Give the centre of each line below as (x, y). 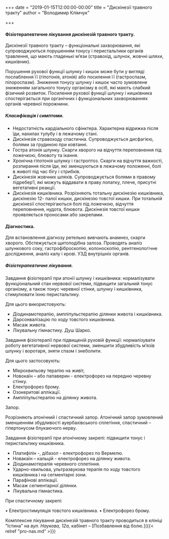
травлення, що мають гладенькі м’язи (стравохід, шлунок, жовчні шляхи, (85, 56)
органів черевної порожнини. (37, 104)
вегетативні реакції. (34, 188)
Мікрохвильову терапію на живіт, (49, 371)
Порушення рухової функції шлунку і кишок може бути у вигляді (75, 72)
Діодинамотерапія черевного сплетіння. (56, 464)
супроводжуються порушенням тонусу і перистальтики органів (74, 51)
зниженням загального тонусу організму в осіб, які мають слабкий (78, 88)
